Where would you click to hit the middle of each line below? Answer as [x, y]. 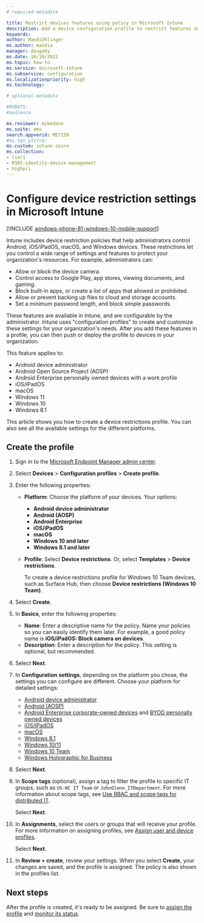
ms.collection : [25, 152]
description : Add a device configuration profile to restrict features [99, 29]
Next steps [27, 892]
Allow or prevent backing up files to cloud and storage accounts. [96, 297]
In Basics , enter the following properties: [66, 614]
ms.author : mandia [29, 46]
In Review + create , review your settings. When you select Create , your [105, 860]
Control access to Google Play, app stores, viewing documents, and [100, 278]
